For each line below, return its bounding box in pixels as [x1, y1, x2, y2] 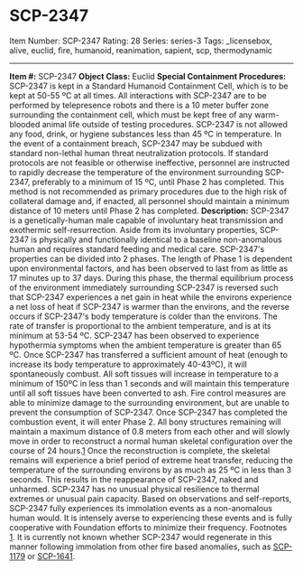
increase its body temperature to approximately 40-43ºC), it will [9, 359, 248, 369]
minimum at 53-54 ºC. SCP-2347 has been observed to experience [9, 330, 260, 341]
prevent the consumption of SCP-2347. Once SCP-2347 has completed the [9, 406, 289, 417]
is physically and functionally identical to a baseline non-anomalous [31, 234, 282, 245]
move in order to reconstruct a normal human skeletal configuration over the [9, 435, 293, 446]
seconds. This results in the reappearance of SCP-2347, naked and [9, 473, 259, 484]
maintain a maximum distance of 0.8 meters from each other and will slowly [9, 425, 290, 436]
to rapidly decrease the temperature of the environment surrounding [9, 166, 263, 177]
